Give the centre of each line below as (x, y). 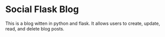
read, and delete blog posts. (35, 28)
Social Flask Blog (42, 9)
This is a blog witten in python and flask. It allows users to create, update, (83, 23)
